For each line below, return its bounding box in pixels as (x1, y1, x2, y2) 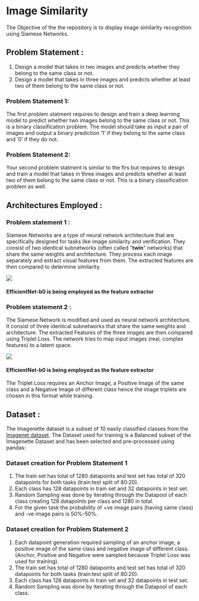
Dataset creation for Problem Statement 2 (6, 525, 129, 533)
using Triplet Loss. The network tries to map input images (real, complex (6, 335, 184, 342)
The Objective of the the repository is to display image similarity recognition (6, 24, 192, 31)
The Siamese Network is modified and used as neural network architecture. (6, 316, 191, 323)
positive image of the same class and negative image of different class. (14, 545, 189, 552)
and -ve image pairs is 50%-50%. (14, 510, 98, 518)
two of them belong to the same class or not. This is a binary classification (6, 177, 188, 184)
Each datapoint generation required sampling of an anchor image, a (14, 539, 180, 546)
